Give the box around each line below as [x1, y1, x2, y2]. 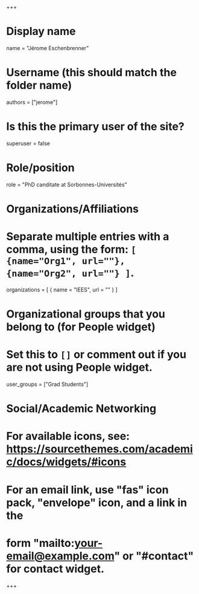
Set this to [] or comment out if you [6, 348, 187, 362]
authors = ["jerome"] [6, 98, 58, 106]
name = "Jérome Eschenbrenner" [6, 44, 89, 51]
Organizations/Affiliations [6, 202, 139, 215]
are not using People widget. [6, 361, 153, 374]
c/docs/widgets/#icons [6, 455, 127, 469]
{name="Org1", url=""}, [6, 255, 125, 267]
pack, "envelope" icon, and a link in [6, 495, 188, 509]
